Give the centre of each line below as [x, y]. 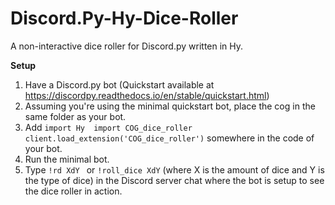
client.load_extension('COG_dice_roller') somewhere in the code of [169, 138]
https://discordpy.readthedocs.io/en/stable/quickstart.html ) [147, 95]
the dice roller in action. [73, 191]
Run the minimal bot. [67, 159]
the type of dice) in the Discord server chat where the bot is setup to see [174, 180]
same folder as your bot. [75, 116]
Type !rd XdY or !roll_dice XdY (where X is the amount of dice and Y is [174, 169]
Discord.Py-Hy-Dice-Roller [124, 18]
